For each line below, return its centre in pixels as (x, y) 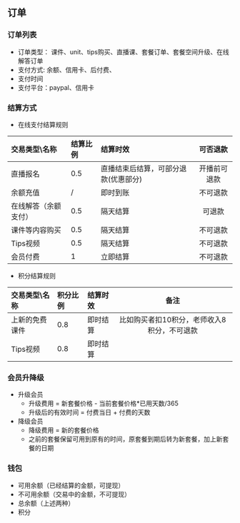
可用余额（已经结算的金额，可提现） (71, 485)
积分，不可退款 (173, 330)
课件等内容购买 (36, 230)
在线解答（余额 (36, 205)
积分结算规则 (36, 275)
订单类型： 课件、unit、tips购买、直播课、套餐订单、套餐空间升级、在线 (124, 51)
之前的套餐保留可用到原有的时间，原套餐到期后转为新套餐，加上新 (125, 439)
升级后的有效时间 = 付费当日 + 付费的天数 (89, 412)
